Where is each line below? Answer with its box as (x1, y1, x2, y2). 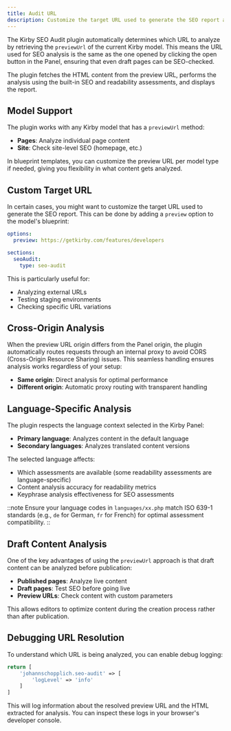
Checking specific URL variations (16, 302, 111, 311)
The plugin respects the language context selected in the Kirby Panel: (7, 421, 205, 429)
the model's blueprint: (7, 217, 69, 225)
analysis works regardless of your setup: (7, 362, 122, 371)
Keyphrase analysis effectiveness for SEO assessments (16, 491, 175, 499)
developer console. (7, 716, 62, 725)
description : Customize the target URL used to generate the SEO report (7, 16, 220, 23)
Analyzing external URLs (16, 288, 87, 296)
